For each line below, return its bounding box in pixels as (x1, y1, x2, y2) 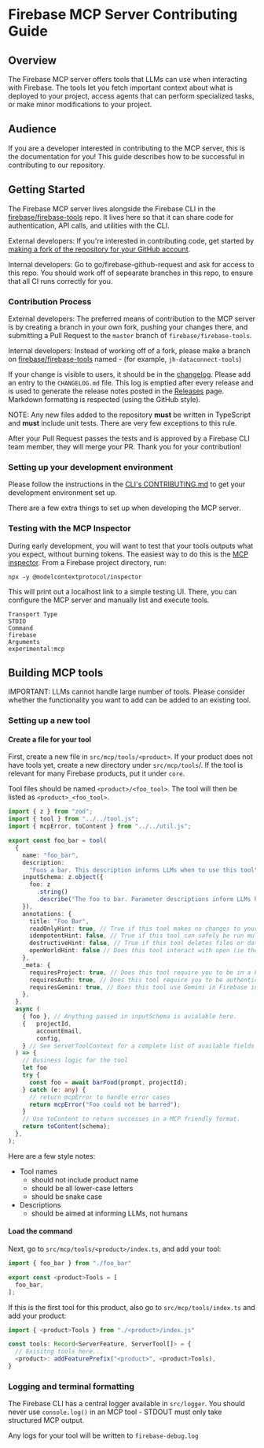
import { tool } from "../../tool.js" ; (8, 815, 139, 823)
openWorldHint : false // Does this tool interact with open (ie (28, 947, 244, 955)
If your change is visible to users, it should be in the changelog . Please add (8, 369, 251, 379)
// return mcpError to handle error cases (28, 1093, 170, 1101)
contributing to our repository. (8, 160, 105, 169)
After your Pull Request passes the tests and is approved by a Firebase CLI (8, 434, 250, 443)
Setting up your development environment (8, 461, 174, 472)
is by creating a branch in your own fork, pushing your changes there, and (8, 322, 248, 332)
